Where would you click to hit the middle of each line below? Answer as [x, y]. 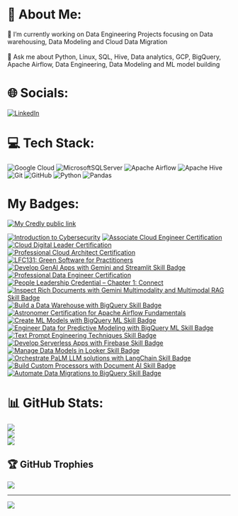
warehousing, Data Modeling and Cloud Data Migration [87, 41]
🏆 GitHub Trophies [51, 465]
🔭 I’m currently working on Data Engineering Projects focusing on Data [110, 34]
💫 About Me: [45, 15]
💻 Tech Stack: [51, 143]
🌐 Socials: [38, 93]
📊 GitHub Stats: [56, 403]
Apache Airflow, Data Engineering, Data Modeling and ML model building [114, 64]
